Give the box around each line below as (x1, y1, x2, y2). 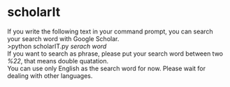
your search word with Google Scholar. (7, 34, 120, 42)
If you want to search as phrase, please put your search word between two (7, 49, 224, 58)
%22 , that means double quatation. (7, 56, 109, 65)
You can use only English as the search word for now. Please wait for (7, 64, 206, 72)
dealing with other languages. (7, 71, 93, 80)
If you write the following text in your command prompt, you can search (7, 27, 213, 35)
